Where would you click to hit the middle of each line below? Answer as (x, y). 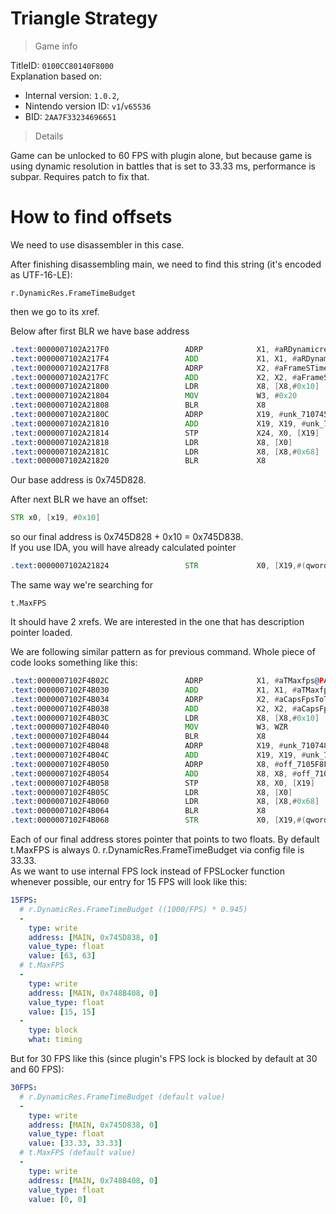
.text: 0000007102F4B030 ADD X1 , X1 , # (154, 690)
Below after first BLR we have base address (100, 331)
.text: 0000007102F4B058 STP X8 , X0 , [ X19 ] (162, 783)
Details (49, 136)
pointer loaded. (41, 632)
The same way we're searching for (81, 585)
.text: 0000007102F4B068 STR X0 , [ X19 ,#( (158, 820)
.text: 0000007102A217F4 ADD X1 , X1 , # (154, 358)
